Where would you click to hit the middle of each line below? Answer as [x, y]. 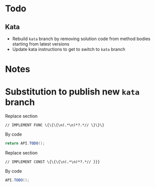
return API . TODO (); [25, 143]
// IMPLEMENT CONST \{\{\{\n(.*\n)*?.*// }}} [52, 162]
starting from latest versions [41, 44]
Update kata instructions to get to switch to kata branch [69, 49]
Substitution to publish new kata [72, 92]
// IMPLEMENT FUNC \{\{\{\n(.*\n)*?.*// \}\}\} [55, 125]
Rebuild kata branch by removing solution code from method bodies [81, 39]
